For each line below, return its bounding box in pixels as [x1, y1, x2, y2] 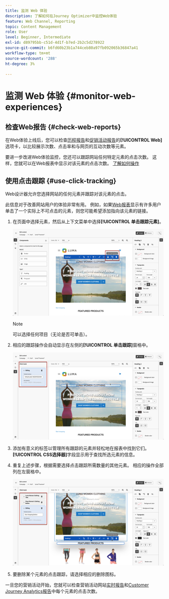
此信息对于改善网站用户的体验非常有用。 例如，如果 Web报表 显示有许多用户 [5, 202, 161, 208]
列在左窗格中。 [12, 469, 44, 475]
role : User [5, 29, 28, 35]
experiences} [5, 101, 63, 113]
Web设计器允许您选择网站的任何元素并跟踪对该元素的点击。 [5, 191, 129, 197]
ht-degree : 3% [5, 61, 35, 66]
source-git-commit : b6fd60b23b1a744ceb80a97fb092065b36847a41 [5, 45, 138, 50]
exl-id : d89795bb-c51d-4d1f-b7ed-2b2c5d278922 [5, 40, 105, 45]
